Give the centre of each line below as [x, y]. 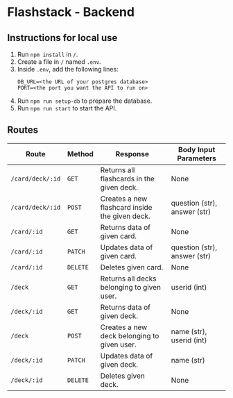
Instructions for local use [62, 38]
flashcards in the [127, 179]
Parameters [197, 158]
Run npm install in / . [48, 54]
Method [80, 154]
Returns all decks [128, 279]
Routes [23, 130]
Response [132, 154]
